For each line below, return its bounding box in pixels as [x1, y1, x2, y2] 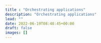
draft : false [5, 26, 32, 31]
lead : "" [5, 16, 23, 21]
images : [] [5, 30, 28, 35]
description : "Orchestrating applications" [5, 12, 97, 17]
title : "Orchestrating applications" [5, 7, 86, 12]
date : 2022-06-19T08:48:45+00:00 [5, 21, 75, 26]
